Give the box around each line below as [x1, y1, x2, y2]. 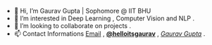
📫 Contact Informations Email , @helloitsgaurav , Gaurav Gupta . [13, 30, 206, 38]
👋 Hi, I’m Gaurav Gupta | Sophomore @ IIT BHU [13, 7, 151, 15]
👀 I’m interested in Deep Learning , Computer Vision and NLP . [13, 14, 195, 22]
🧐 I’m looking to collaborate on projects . [13, 22, 132, 30]
